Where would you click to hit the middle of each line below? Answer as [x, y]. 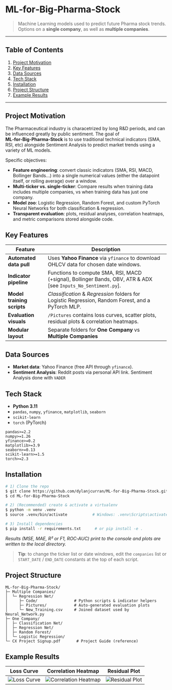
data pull [19, 265]
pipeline [18, 282]
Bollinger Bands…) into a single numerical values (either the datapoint [86, 175]
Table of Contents [35, 50]
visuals [17, 321]
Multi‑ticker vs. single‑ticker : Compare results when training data [83, 186]
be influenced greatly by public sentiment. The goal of [62, 134]
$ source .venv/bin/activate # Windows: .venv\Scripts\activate [87, 515]
